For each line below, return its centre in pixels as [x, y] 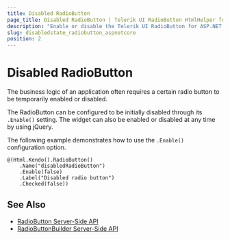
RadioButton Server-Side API [57, 221]
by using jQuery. [30, 127]
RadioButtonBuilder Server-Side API [67, 228]
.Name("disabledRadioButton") [63, 166]
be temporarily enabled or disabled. [57, 99]
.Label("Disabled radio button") [67, 178]
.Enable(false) [41, 172]
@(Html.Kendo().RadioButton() [50, 160]
